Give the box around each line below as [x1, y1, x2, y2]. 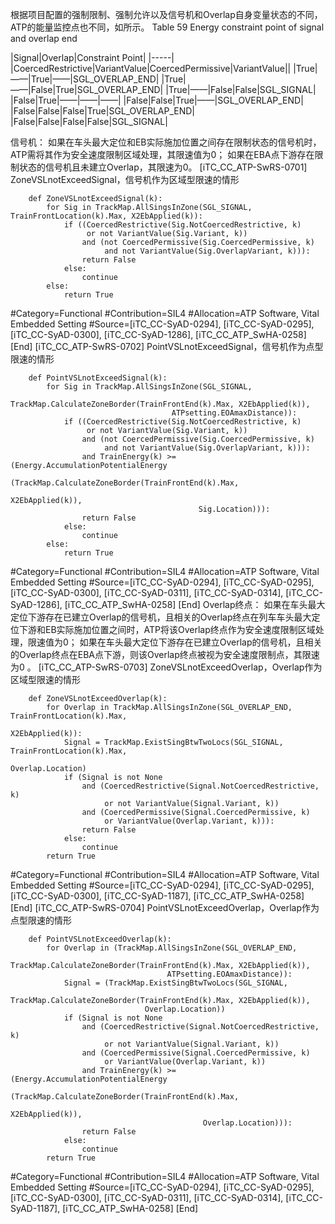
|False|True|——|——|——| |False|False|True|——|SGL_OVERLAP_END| [10, 94, 304, 106]
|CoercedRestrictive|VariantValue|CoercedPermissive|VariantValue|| [10, 63, 292, 74]
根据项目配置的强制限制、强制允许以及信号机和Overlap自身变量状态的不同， [10, 9, 323, 20]
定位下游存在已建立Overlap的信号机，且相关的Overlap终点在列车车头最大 [10, 611, 312, 623]
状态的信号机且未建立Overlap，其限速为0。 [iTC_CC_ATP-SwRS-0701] [18, 161, 308, 173]
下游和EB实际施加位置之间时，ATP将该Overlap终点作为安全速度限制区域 [18, 624, 316, 635]
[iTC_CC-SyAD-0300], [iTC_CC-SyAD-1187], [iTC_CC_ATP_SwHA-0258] [10, 890, 305, 902]
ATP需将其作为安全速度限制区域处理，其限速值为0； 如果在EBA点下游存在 [10, 149, 315, 160]
